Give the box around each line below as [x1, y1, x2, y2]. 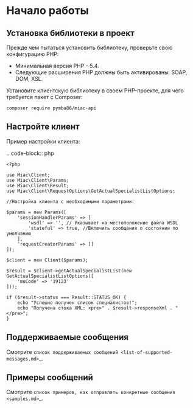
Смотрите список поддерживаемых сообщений [6, 348, 119, 356]
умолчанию [6, 230, 32, 237]
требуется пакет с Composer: [6, 94, 83, 100]
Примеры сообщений [6, 372, 93, 383]
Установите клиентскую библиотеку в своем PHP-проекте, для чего [6, 87, 184, 94]
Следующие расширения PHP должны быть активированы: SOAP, [15, 69, 188, 76]
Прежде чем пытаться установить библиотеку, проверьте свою [6, 44, 173, 51]
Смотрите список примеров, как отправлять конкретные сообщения [6, 389, 175, 396]
